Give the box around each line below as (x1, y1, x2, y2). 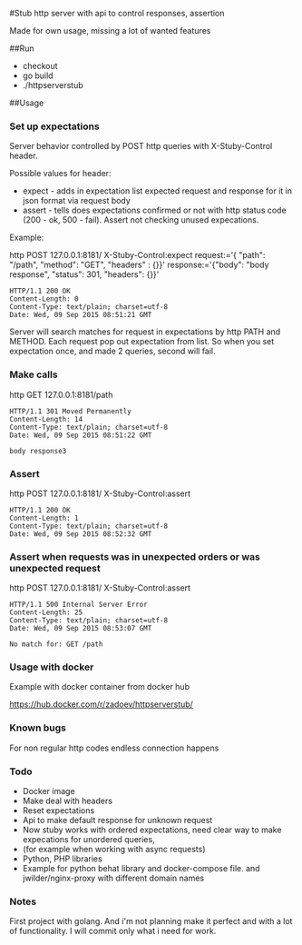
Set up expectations (9, 120, 100, 133)
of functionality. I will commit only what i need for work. (9, 926, 217, 937)
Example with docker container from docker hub (9, 681, 190, 692)
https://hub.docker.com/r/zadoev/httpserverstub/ (9, 699, 193, 710)
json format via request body (22, 195, 132, 206)
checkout (22, 61, 58, 71)
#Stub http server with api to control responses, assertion (9, 8, 225, 18)
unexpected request (9, 562, 102, 574)
